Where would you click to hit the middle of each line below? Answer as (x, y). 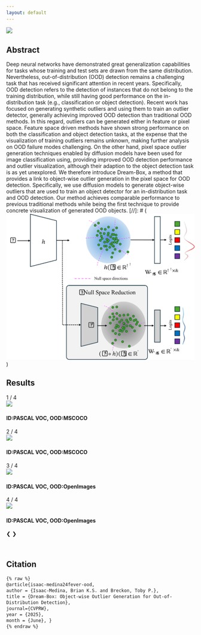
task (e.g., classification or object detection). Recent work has (112, 102)
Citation (22, 564)
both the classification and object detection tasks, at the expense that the (97, 134)
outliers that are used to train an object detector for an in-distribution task (97, 192)
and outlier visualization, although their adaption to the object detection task (100, 166)
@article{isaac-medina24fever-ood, (51, 585)
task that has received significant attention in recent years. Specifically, (94, 83)
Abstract (23, 50)
